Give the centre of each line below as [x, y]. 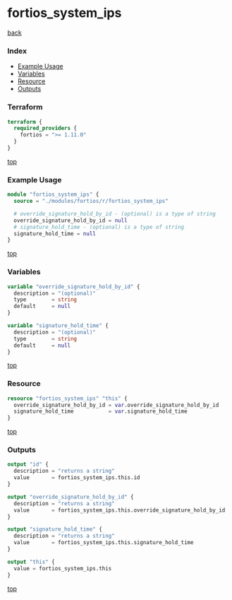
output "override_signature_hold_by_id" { [71, 497]
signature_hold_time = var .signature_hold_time [101, 411]
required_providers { [45, 129]
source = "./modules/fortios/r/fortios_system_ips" [91, 201]
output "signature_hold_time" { [55, 529]
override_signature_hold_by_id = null [71, 220]
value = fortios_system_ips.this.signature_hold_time [104, 543]
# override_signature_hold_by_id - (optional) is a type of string [115, 213]
